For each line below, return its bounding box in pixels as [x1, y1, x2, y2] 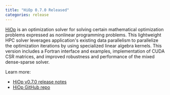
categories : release [5, 12, 49, 17]
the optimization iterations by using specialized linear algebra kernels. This [5, 42, 162, 49]
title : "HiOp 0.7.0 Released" [5, 7, 70, 13]
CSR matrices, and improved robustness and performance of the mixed [5, 53, 155, 59]
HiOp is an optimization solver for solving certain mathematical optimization [5, 26, 164, 32]
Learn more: [5, 68, 31, 75]
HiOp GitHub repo [12, 84, 50, 90]
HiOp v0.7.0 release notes [12, 79, 67, 85]
